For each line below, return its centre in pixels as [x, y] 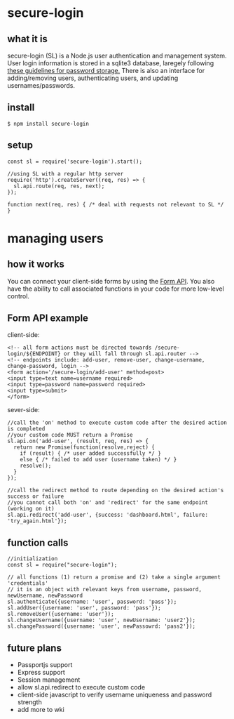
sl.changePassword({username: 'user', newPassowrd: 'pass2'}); [102, 626]
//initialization [33, 559]
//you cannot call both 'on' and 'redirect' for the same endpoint [108, 503]
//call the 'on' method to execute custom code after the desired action [117, 423]
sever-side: [23, 410]
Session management [49, 680]
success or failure [36, 496]
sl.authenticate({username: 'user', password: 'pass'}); [92, 602]
